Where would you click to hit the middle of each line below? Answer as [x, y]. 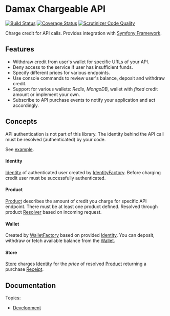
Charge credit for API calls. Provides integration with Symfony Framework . [84, 33]
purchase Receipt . [25, 269]
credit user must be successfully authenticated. [56, 178]
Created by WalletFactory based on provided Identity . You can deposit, [80, 235]
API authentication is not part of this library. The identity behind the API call [84, 134]
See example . [20, 149]
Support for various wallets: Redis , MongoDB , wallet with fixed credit [85, 89]
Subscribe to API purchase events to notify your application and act [84, 100]
